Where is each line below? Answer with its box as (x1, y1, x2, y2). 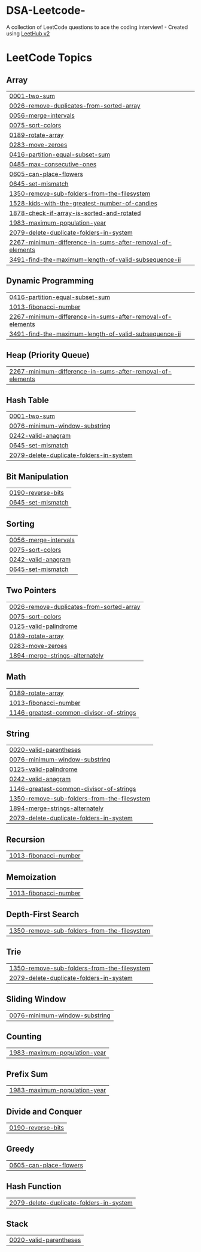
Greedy (6, 1144, 35, 1154)
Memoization (6, 872, 57, 882)
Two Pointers (6, 585, 57, 596)
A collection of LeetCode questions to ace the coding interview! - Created (6, 23, 188, 31)
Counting (6, 1031, 42, 1042)
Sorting (6, 519, 35, 529)
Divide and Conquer (6, 1106, 83, 1117)
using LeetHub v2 (6, 29, 50, 37)
